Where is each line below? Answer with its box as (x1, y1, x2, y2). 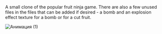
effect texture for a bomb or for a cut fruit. (5, 15, 91, 20)
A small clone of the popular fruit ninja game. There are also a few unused (5, 4, 157, 10)
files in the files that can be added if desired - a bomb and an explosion (5, 9, 152, 15)
